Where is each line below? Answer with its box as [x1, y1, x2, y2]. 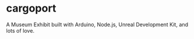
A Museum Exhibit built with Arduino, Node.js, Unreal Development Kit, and [6, 21, 189, 28]
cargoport [6, 2, 57, 15]
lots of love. [6, 27, 35, 34]
